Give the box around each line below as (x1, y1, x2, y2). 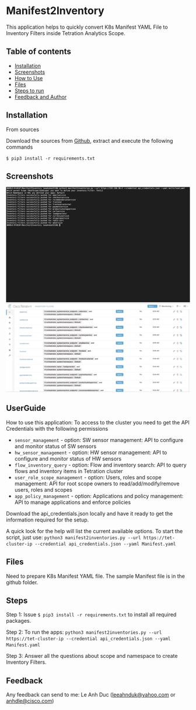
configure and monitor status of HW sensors (14, 455, 122, 462)
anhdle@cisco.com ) (6, 698, 54, 705)
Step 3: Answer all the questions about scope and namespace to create (6, 653, 178, 660)
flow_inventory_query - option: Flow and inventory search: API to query (14, 461, 187, 468)
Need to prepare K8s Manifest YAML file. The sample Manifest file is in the (6, 572, 185, 579)
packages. (6, 618, 32, 625)
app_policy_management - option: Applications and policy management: (14, 492, 184, 499)
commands (6, 143, 33, 150)
